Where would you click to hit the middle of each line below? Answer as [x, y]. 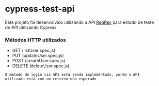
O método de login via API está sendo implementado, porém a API [72, 75]
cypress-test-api [40, 9]
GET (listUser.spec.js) [34, 50]
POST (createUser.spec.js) [39, 61]
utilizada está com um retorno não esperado [51, 79]
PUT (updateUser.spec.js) [38, 56]
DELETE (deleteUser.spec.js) [41, 66]
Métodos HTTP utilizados [36, 40]
